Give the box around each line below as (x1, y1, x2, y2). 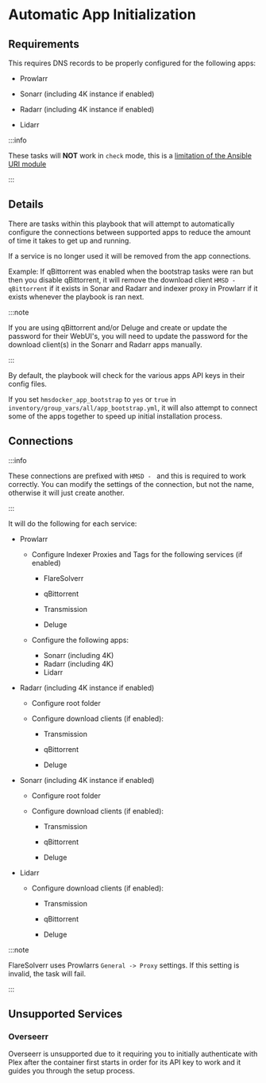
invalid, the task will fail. (8, 968, 87, 978)
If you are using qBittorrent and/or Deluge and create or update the (8, 322, 228, 332)
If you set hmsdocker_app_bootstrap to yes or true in (8, 394, 176, 403)
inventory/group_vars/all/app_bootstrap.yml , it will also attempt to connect (8, 403, 258, 412)
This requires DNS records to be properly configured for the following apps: (8, 58, 256, 68)
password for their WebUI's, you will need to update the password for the (8, 331, 249, 341)
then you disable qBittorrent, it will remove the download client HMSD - (8, 275, 236, 284)
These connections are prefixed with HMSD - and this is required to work (8, 471, 246, 481)
